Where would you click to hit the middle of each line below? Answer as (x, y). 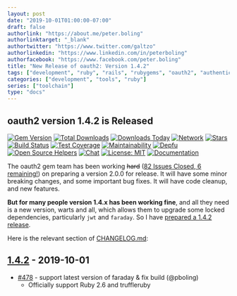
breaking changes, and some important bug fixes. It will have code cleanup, (117, 181)
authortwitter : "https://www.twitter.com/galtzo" (82, 46)
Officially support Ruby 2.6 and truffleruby (89, 285)
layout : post (26, 14)
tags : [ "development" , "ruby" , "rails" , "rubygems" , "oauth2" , (102, 72)
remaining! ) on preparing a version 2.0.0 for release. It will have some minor (117, 174)
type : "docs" (26, 92)
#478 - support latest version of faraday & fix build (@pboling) (108, 277)
